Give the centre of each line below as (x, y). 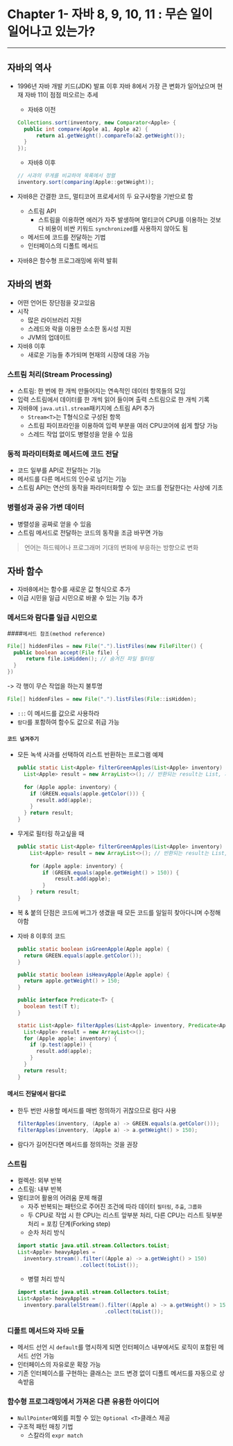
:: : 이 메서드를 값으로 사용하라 (58, 713)
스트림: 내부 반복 (40, 1189)
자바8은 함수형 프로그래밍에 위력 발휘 (67, 260)
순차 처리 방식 (46, 1232)
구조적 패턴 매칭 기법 (45, 1427)
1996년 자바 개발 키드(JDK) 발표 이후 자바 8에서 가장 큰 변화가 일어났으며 (116, 86)
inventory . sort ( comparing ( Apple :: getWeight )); (86, 182)
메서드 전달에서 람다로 (37, 1094)
